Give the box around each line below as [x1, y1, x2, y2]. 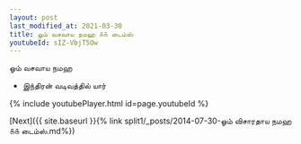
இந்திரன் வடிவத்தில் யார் [22, 80, 107, 91]
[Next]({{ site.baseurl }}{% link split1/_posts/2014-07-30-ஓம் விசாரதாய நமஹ [9, 115, 292, 126]
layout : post [9, 13, 58, 22]
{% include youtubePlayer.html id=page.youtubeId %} [9, 98, 209, 109]
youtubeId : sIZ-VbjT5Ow [9, 38, 99, 47]
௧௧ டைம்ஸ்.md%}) [9, 126, 75, 137]
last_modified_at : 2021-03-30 [9, 21, 123, 30]
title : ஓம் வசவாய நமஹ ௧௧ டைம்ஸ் [9, 30, 134, 38]
